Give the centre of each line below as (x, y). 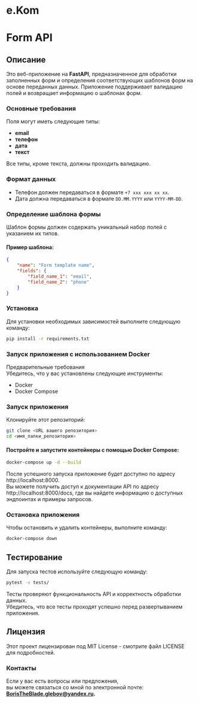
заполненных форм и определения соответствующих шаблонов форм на (99, 81)
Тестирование (34, 557)
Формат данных (31, 179)
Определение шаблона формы (54, 214)
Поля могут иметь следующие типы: (53, 122)
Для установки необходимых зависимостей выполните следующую (94, 321)
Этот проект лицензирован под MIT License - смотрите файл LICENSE (96, 646)
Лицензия (26, 632)
